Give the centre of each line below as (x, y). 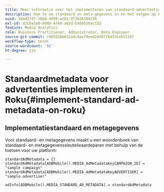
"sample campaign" (24, 168)
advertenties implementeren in (69, 89)
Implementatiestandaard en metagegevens (72, 128)
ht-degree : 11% (20, 50)
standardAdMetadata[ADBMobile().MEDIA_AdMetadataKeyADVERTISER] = (74, 172)
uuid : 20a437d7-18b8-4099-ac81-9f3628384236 (51, 19)
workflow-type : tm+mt (27, 42)
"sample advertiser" (26, 176)
